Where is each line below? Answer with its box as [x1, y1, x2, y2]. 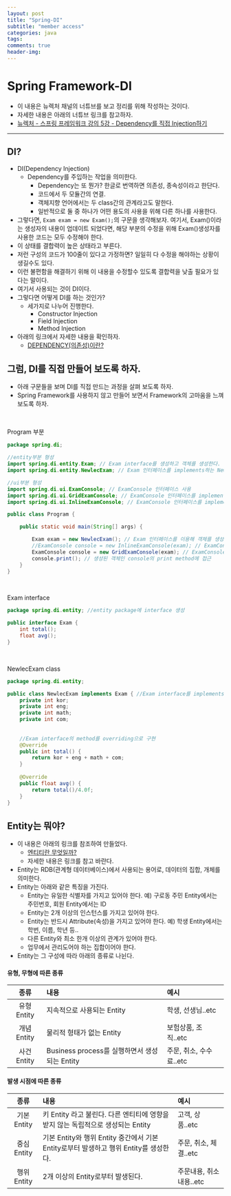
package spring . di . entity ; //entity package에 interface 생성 [7, 607, 185, 614]
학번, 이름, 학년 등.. [27, 926, 79, 934]
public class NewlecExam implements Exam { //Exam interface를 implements [7, 690, 225, 697]
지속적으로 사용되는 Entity [46, 1006, 126, 1015]
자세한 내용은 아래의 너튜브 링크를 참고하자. [16, 110, 133, 119]
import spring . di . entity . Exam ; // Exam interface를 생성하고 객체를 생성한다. [7, 460, 221, 467]
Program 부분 [7, 428, 45, 436]
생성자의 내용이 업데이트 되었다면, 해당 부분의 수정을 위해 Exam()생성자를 [24, 224, 221, 232]
